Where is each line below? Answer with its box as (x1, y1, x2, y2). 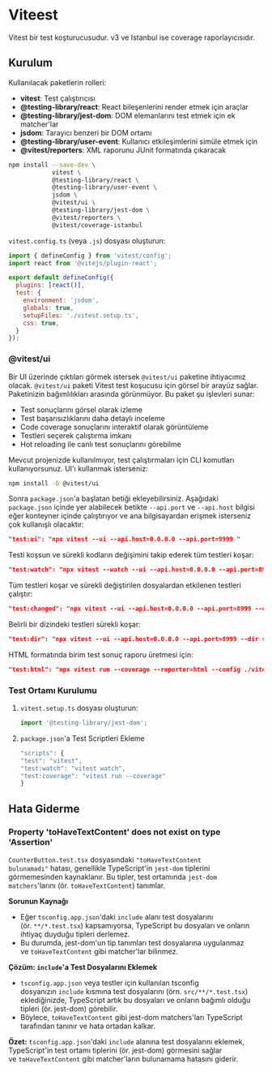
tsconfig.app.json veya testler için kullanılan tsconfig (19, 978, 200, 988)
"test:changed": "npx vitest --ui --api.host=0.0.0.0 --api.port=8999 (8, 605, 252, 613)
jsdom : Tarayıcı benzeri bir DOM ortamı (19, 127, 152, 137)
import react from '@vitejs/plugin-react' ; (8, 259, 158, 267)
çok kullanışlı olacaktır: (8, 519, 84, 529)
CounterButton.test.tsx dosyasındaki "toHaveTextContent (8, 855, 202, 865)
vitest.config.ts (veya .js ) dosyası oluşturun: (8, 235, 166, 245)
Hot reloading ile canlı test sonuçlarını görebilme (19, 439, 182, 449)
